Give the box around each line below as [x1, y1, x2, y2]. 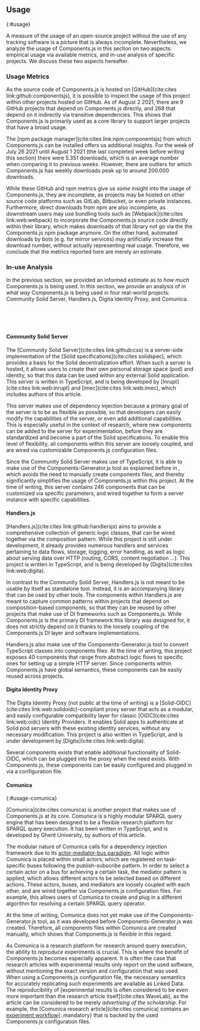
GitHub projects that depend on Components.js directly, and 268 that [6, 105, 176, 112]
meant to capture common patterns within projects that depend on [6, 597, 170, 605]
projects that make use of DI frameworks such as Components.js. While [6, 610, 182, 617]
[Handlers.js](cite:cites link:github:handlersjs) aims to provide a [6, 522, 161, 529]
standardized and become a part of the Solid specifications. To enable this [6, 434, 189, 441]
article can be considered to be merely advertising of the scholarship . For [6, 999, 187, 1006]
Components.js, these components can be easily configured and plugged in [6, 762, 192, 769]
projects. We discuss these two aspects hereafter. [6, 57, 129, 64]
